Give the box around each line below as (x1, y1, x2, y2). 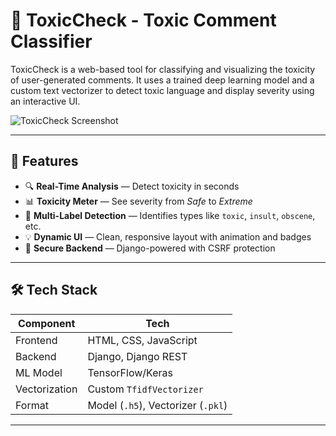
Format (15, 398, 49, 412)
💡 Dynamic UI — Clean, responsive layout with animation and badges (24, 230, 312, 243)
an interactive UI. (10, 95, 81, 107)
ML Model (15, 365, 63, 379)
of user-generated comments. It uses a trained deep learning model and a (10, 74, 315, 86)
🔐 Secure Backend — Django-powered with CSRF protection (24, 242, 276, 254)
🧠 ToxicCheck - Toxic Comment (10, 9, 277, 32)
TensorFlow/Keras (87, 365, 173, 379)
